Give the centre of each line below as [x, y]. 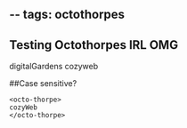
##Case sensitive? [43, 84]
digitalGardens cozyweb [54, 67]
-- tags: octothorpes [67, 15]
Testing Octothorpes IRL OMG [94, 45]
